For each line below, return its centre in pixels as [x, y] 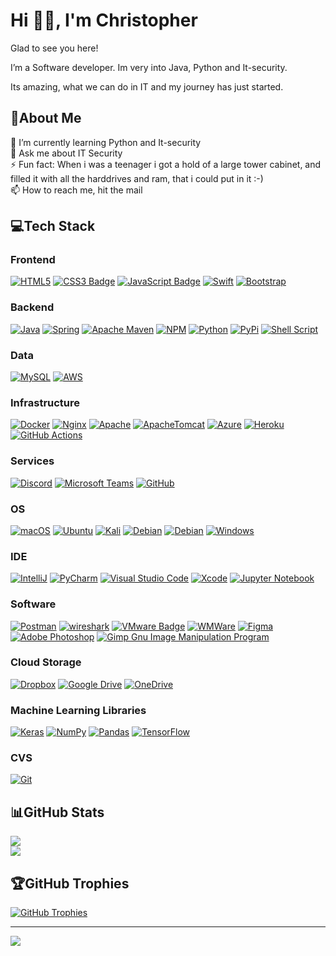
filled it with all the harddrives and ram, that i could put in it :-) [137, 178]
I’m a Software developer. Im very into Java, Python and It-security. [149, 67]
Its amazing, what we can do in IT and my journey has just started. [147, 86]
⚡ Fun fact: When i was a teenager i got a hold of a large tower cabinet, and [166, 164]
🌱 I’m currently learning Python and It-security [106, 142]
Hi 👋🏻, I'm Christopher [104, 20]
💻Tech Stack [53, 226]
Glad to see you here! [54, 48]
